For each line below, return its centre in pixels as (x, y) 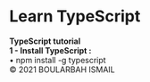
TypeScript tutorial (45, 41)
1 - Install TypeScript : (50, 50)
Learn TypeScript (75, 16)
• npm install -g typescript (58, 60)
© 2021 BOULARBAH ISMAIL (62, 70)
